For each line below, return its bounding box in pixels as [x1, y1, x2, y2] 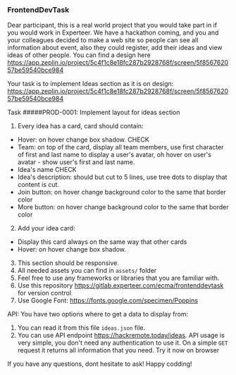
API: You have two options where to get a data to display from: [7, 310, 189, 319]
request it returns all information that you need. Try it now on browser [17, 346, 220, 355]
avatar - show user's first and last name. [17, 158, 135, 166]
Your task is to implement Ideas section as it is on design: [7, 80, 174, 88]
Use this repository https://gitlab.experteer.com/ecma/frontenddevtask [17, 281, 224, 290]
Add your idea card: [17, 224, 75, 233]
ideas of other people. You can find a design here [7, 51, 151, 59]
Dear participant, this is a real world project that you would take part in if [7, 21, 217, 30]
